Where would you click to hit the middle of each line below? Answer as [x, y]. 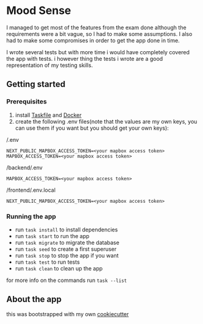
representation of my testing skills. [50, 65]
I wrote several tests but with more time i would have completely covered [98, 52]
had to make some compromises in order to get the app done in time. [93, 40]
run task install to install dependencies [66, 230]
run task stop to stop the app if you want [67, 255]
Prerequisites [27, 102]
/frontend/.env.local [31, 190]
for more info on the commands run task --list [66, 280]
